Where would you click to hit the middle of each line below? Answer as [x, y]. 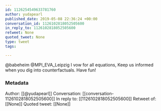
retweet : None [20, 33]
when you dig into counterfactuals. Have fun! [51, 70]
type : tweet [17, 42]
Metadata [17, 83]
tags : [11, 46]
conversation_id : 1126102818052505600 [45, 23]
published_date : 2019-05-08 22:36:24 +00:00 [51, 19]
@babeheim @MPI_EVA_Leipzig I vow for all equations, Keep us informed [79, 65]
